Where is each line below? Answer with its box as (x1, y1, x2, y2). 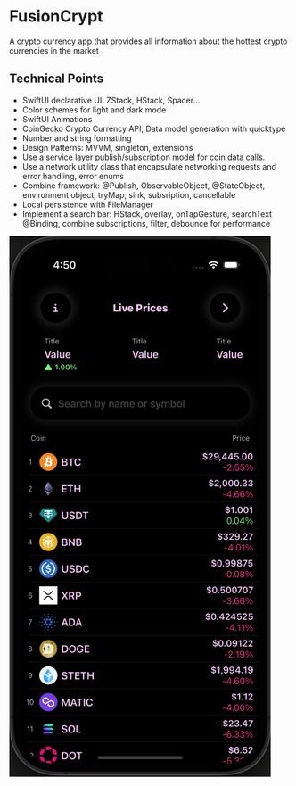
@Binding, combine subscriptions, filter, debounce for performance (21, 218, 271, 228)
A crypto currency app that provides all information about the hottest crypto (9, 36, 288, 46)
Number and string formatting (21, 132, 132, 144)
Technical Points (9, 71, 104, 87)
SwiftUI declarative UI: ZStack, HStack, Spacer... (21, 95, 201, 105)
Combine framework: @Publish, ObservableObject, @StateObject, (21, 180, 266, 191)
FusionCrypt (9, 6, 104, 27)
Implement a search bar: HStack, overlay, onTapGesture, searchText (21, 208, 273, 219)
